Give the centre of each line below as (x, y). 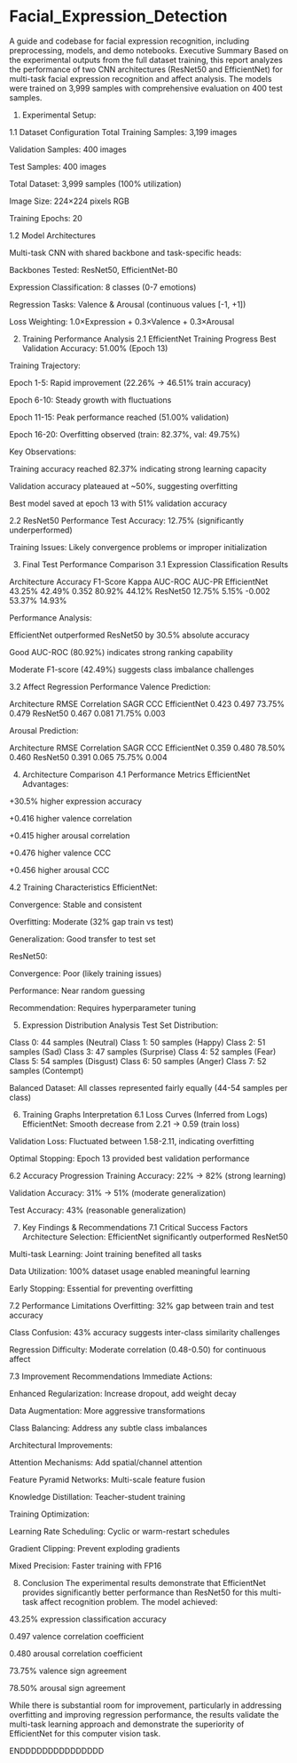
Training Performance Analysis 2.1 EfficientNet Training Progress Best (149, 339)
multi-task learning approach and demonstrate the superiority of (127, 1724)
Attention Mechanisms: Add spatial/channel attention (106, 1462)
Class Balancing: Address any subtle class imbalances (108, 1428)
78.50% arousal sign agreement (67, 1687)
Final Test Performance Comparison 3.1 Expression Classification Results (155, 564)
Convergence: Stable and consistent (76, 904)
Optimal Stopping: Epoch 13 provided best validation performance (129, 1158)
